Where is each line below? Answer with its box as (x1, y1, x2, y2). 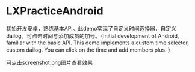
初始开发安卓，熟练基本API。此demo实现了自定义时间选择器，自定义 (6, 25, 176, 32)
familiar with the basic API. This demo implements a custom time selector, (6, 39, 190, 46)
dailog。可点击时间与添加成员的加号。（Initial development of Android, (6, 32, 179, 40)
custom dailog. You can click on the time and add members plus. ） (6, 46, 173, 53)
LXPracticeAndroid (6, 4, 104, 18)
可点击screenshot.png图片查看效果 (6, 59, 93, 66)
